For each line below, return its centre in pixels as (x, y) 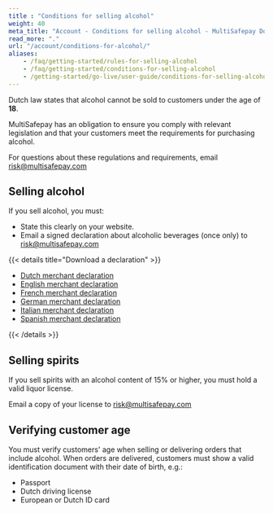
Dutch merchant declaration (67, 276)
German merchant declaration (70, 301)
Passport (35, 483)
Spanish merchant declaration (70, 319)
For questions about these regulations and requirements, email (113, 157)
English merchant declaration (69, 284)
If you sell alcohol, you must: (56, 211)
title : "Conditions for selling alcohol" (81, 16)
